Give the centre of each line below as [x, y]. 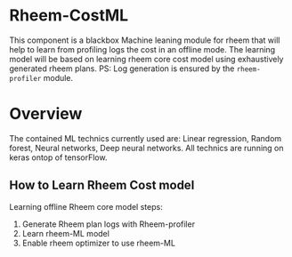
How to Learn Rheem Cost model [102, 185]
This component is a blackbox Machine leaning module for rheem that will [145, 40]
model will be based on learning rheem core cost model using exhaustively [146, 59]
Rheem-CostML [69, 16]
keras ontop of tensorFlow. [58, 157]
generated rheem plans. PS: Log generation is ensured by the [122, 68]
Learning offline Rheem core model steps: [86, 206]
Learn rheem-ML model [65, 233]
